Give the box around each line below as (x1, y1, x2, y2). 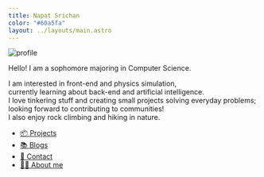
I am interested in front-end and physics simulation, (8, 79, 177, 88)
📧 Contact (19, 152, 53, 161)
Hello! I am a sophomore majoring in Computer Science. (8, 63, 192, 73)
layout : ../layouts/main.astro (8, 26, 112, 34)
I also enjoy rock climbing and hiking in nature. (8, 113, 161, 122)
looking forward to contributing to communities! (8, 104, 165, 114)
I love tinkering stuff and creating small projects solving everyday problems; (8, 96, 257, 106)
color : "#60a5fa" (8, 19, 66, 27)
